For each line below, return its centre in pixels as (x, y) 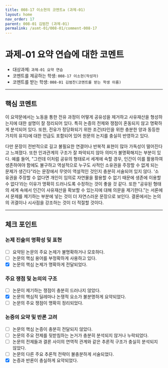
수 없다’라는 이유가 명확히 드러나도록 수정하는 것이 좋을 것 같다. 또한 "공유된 (79, 183)
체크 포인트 (21, 225)
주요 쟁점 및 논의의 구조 (31, 278)
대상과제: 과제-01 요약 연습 (38, 69)
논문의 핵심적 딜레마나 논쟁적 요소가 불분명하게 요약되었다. (69, 297)
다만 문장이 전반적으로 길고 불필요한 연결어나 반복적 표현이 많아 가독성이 (75, 146)
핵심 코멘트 (21, 104)
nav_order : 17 (20, 19)
